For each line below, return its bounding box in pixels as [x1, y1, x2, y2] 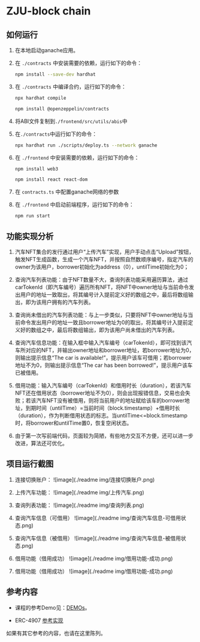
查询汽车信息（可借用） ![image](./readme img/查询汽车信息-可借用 [14, 514, 181, 521]
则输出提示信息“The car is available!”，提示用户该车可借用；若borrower [14, 354, 192, 361]
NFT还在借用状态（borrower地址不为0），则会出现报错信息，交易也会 [14, 389, 186, 396]
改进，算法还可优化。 [14, 440, 68, 447]
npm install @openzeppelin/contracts [14, 106, 110, 112]
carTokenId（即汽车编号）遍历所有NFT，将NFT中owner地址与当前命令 [14, 283, 189, 291]
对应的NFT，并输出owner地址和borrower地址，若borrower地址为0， [25, 347, 195, 354]
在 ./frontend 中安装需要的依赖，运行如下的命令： [14, 154, 140, 161]
